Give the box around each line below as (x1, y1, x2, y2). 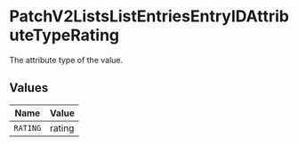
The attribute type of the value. (9, 54, 124, 65)
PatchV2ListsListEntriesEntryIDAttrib (9, 6, 289, 27)
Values (9, 80, 49, 95)
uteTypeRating (9, 25, 120, 45)
